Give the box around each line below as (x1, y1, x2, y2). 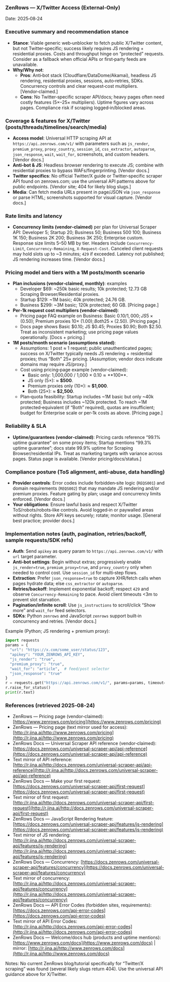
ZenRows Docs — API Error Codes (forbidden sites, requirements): (12, 902, 152, 908)
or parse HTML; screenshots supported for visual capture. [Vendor (12, 194, 152, 200)
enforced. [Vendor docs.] (12, 496, 66, 502)
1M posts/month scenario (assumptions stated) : (12, 340, 116, 346)
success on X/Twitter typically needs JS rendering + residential (20, 351, 153, 357)
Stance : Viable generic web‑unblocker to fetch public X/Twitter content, (12, 40, 163, 46)
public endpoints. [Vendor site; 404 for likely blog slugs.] (12, 183, 132, 189)
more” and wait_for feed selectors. (12, 607, 87, 614)
